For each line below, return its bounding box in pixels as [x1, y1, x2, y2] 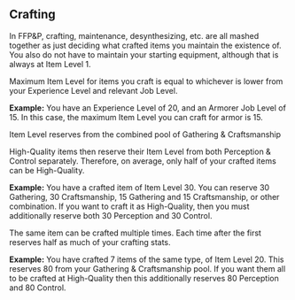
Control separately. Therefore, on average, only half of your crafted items [9, 155, 276, 166]
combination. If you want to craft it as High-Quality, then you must [9, 201, 250, 212]
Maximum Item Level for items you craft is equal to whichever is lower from [9, 75, 283, 87]
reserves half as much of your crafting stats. [9, 236, 171, 247]
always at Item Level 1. [9, 58, 91, 69]
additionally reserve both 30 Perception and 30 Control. [9, 210, 213, 220]
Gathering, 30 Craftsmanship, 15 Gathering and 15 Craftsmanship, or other [9, 191, 280, 202]
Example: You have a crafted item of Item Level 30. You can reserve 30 [9, 181, 270, 193]
